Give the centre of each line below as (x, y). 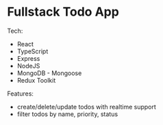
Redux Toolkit (36, 80)
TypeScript (33, 51)
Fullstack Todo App (63, 12)
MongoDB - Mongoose (49, 73)
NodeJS (28, 66)
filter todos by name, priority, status (67, 114)
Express (28, 58)
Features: (21, 94)
